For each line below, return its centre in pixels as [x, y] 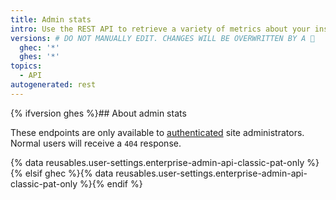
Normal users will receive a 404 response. [96, 143]
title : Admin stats [51, 19]
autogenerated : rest [53, 85]
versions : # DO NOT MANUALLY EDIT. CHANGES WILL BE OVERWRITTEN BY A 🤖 [162, 38]
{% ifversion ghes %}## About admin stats [98, 113]
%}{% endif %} [111, 183]
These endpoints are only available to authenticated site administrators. [157, 132]
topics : [26, 66]
